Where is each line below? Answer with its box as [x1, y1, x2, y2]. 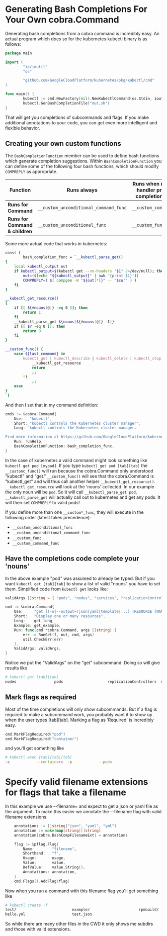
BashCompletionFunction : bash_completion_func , [14, 444, 114, 449]
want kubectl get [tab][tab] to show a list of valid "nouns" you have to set [5, 580, 161, 586]
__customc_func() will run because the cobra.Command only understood [5, 468, 154, 473]
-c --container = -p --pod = [5, 759, 112, 764]
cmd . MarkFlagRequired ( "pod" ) [5, 732, 66, 737]
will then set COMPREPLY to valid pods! [5, 499, 80, 505]
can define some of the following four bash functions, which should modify [5, 163, 159, 169]
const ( [5, 250, 21, 255]
